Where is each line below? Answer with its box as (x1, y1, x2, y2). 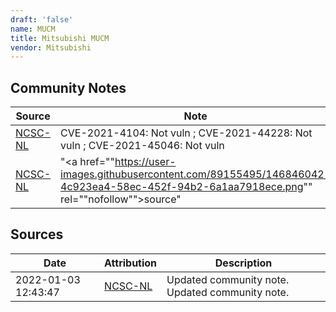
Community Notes (10, 79, 127, 96)
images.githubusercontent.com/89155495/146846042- (60, 167, 332, 181)
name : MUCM (10, 24, 56, 34)
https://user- (114, 155, 177, 169)
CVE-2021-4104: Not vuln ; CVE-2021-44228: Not (60, 126, 313, 140)
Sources (10, 226, 64, 243)
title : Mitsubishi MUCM (10, 33, 110, 43)
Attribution (104, 256, 158, 270)
